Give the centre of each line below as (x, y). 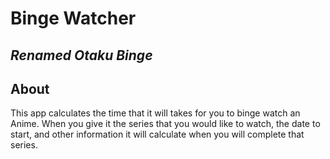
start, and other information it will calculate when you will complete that (157, 134)
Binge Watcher (73, 18)
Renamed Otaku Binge (81, 55)
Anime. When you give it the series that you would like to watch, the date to (165, 124)
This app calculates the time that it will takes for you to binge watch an (155, 113)
